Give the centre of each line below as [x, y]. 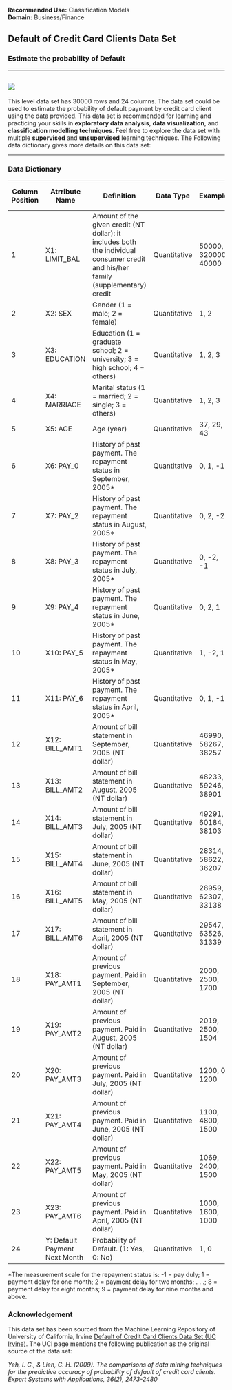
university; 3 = [116, 359]
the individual [114, 250]
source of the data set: [40, 1351]
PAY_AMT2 [63, 1033]
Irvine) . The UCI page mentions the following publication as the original [108, 1344]
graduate [107, 342]
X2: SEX [58, 313]
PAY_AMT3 [63, 1079]
